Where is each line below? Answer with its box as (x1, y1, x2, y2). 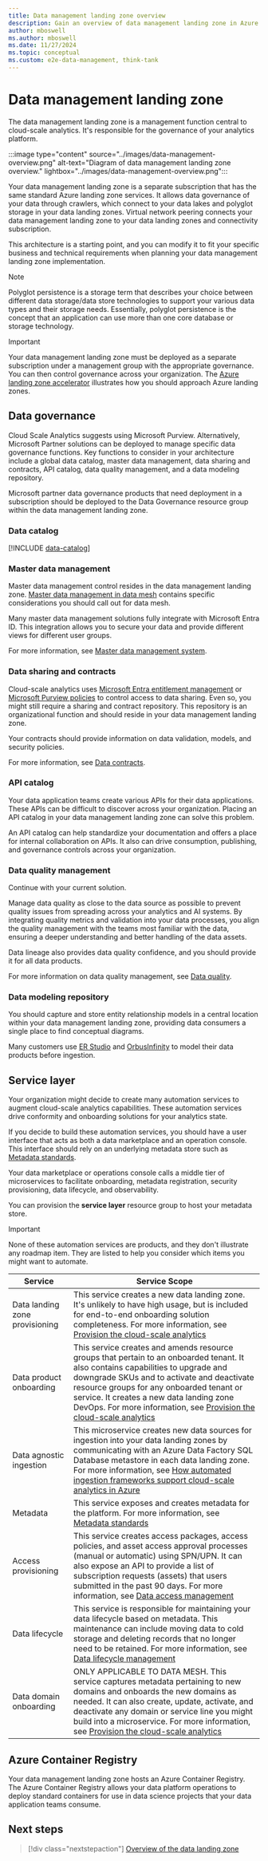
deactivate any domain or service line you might (73, 1706, 253, 1717)
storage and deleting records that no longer (73, 1633, 237, 1644)
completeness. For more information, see (73, 1319, 227, 1331)
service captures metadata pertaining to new (73, 1676, 242, 1687)
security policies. (8, 742, 65, 751)
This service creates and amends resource (73, 1342, 234, 1353)
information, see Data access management (73, 1591, 234, 1602)
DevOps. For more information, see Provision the (73, 1402, 255, 1413)
